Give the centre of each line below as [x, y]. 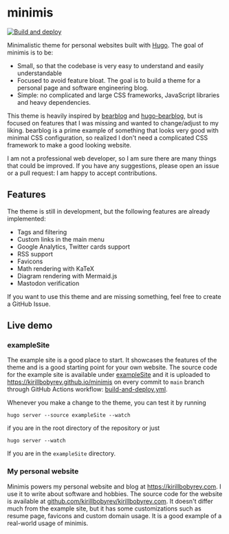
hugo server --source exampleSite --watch [69, 415]
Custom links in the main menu [61, 239]
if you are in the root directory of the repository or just [84, 428]
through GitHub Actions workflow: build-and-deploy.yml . [87, 389]
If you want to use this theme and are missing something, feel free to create [114, 296]
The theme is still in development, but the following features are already [109, 211]
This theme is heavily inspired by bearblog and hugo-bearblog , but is [105, 116]
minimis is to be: [30, 52]
